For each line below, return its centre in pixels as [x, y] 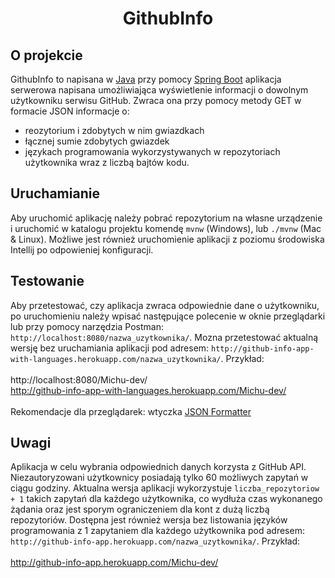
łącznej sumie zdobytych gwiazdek [97, 141]
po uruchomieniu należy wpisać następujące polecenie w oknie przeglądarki [168, 316]
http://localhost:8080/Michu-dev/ [79, 379]
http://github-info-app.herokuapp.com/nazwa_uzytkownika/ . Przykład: [155, 541]
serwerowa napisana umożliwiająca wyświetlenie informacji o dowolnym [159, 90]
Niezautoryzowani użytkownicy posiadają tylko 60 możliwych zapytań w [159, 478]
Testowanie [47, 281]
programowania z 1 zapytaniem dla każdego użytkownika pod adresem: [157, 531]
